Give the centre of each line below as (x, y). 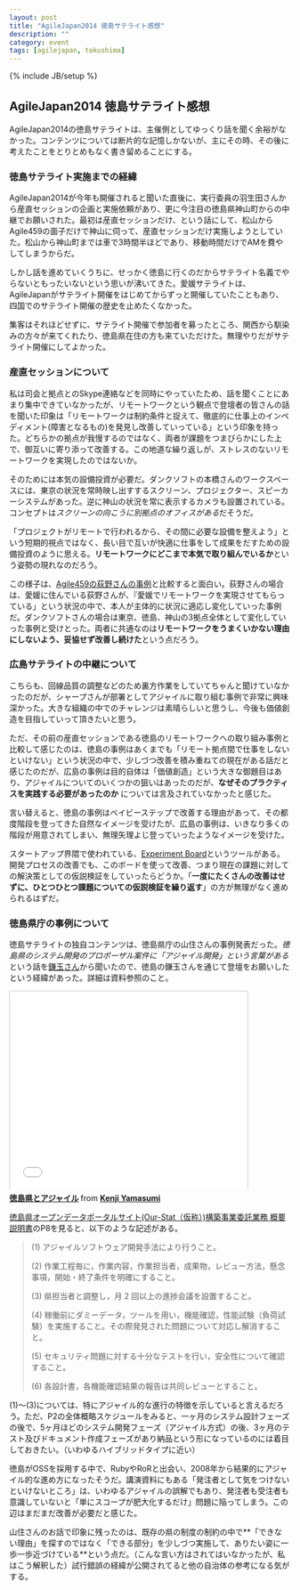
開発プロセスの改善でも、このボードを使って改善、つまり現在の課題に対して (149, 864)
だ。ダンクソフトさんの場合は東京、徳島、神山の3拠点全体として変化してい (148, 617)
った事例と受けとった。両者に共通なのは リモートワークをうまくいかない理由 (150, 628)
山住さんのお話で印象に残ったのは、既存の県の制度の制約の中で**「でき (142, 1532)
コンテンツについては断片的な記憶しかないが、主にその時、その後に (164, 140)
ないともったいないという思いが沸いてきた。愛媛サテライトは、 (134, 284)
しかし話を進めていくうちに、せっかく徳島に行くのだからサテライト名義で (146, 272)
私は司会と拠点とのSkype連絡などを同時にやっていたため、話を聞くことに (146, 393)
